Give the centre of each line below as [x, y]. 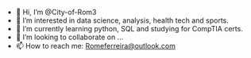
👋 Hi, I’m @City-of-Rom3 [56, 12]
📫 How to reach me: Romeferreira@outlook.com [96, 46]
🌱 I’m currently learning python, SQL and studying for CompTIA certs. [129, 29]
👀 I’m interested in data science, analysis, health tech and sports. [122, 20]
